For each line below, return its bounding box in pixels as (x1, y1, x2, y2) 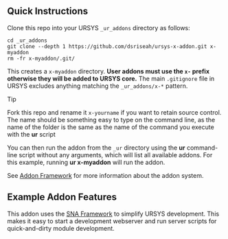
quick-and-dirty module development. (7, 224, 115, 232)
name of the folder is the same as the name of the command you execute (7, 123, 214, 131)
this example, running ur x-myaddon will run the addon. (7, 158, 166, 166)
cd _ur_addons (7, 37, 48, 44)
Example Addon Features (7, 192, 117, 203)
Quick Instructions (7, 5, 89, 17)
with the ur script (7, 130, 56, 138)
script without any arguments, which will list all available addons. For (19, 150, 213, 159)
